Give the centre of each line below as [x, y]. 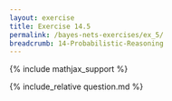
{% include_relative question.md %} [76, 86]
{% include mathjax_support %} [69, 69]
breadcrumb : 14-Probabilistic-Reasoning [87, 43]
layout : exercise [42, 18]
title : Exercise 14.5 [50, 26]
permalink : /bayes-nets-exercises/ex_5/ [87, 35]
